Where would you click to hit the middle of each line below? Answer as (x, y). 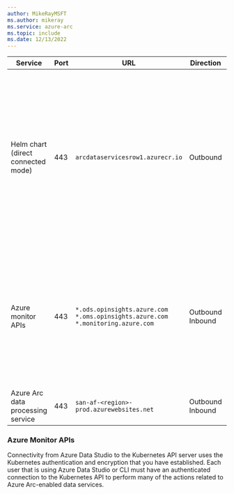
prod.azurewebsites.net (115, 410)
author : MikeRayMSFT (37, 14)
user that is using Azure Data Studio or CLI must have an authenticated (109, 470)
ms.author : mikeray (36, 20)
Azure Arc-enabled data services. (56, 485)
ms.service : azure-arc (40, 26)
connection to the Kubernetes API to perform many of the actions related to (116, 477)
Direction (205, 63)
